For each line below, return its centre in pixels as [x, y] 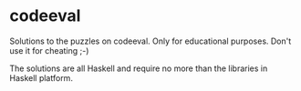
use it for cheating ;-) [49, 50]
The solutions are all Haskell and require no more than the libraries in [139, 68]
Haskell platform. [41, 77]
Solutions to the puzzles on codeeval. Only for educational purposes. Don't [150, 41]
